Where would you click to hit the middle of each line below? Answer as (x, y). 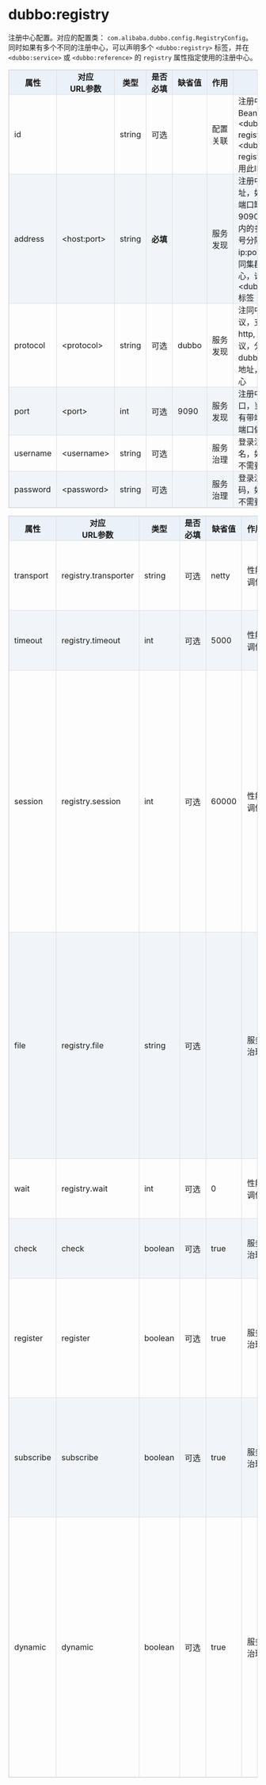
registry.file (83, 1045)
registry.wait (85, 1188)
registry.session (91, 801)
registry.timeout (91, 640)
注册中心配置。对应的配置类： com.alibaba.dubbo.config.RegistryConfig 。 (131, 37)
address (30, 238)
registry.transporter (98, 575)
